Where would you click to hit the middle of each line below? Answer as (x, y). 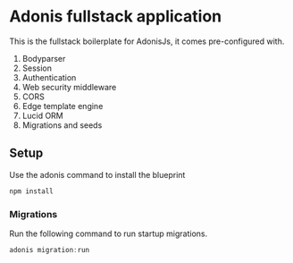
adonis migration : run (50, 250)
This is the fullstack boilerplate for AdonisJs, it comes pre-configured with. (147, 41)
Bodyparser (44, 58)
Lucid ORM (43, 115)
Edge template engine (63, 106)
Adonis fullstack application (116, 17)
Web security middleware (69, 87)
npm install (31, 191)
